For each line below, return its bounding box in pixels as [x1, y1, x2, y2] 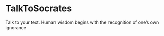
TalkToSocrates [5, 3, 72, 14]
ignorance [5, 24, 27, 30]
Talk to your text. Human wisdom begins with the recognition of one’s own [5, 19, 159, 25]
